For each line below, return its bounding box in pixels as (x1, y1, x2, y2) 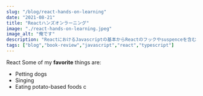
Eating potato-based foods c (14, 83, 86, 90)
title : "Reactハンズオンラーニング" (6, 20, 89, 26)
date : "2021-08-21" (6, 14, 56, 20)
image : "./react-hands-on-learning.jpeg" (6, 25, 112, 32)
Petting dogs (14, 70, 47, 77)
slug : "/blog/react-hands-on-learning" (6, 8, 107, 15)
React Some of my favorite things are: (6, 58, 101, 66)
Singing (14, 76, 34, 84)
